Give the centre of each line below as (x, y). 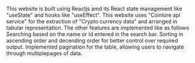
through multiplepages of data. (44, 53)
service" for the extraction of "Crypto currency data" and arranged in (92, 21)
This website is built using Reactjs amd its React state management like (94, 9)
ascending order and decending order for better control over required (92, 40)
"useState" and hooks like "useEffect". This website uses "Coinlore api (93, 15)
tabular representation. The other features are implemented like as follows (98, 28)
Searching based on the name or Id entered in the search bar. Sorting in (95, 34)
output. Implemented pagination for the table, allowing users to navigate (95, 47)
